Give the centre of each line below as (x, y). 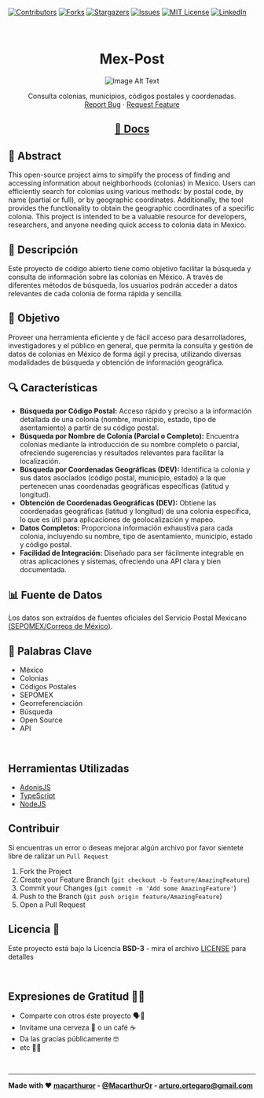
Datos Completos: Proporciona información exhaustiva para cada (126, 527)
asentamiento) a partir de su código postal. (89, 428)
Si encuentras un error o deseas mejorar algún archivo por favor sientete (126, 847)
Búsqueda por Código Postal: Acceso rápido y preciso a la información (136, 411)
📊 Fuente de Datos (55, 595)
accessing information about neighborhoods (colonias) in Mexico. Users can (132, 183)
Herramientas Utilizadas (69, 768)
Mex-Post (132, 59)
